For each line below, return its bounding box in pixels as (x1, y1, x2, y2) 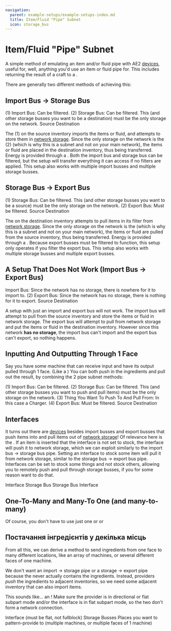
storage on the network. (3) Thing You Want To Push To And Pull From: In (5, 395, 159, 401)
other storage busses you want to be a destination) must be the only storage (5, 116, 166, 121)
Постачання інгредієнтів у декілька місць (5, 533, 146, 542)
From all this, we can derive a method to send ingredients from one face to (5, 547, 162, 553)
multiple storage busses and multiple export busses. (5, 250, 115, 256)
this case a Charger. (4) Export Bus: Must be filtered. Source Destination (5, 400, 157, 407)
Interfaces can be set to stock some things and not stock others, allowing (5, 461, 160, 467)
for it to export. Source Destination (5, 298, 78, 304)
